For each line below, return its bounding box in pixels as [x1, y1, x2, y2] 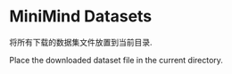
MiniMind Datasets [9, 6, 153, 27]
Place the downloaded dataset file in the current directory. [9, 54, 223, 65]
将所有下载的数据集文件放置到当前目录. [9, 37, 153, 47]
